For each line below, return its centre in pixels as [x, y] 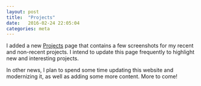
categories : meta [28, 29]
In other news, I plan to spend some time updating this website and [90, 70]
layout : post [23, 12]
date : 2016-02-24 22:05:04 [43, 23]
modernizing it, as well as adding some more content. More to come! [92, 76]
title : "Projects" [31, 17]
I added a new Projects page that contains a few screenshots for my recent [100, 46]
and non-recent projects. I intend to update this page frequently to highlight [100, 52]
